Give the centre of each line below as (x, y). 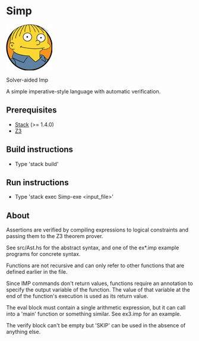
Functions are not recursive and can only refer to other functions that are (95, 265)
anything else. (23, 332)
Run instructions (38, 182)
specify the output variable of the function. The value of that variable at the (98, 290)
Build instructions (40, 150)
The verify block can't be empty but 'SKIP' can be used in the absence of (96, 326)
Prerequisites (31, 110)
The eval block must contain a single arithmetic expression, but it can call (96, 308)
